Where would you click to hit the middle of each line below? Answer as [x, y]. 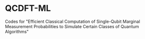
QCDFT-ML [28, 8]
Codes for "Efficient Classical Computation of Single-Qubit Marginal [72, 21]
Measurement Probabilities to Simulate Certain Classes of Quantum [72, 26]
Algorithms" [17, 31]
